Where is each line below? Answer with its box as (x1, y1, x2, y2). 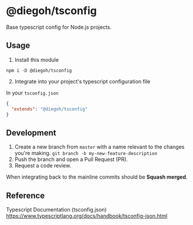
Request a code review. (14, 162, 72, 169)
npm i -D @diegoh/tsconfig (6, 68, 72, 73)
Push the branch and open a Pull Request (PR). (14, 156, 128, 163)
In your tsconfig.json (6, 89, 59, 96)
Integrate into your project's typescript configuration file (14, 78, 151, 85)
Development (6, 127, 57, 137)
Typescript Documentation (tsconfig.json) (6, 206, 107, 213)
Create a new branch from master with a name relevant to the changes (14, 143, 185, 150)
